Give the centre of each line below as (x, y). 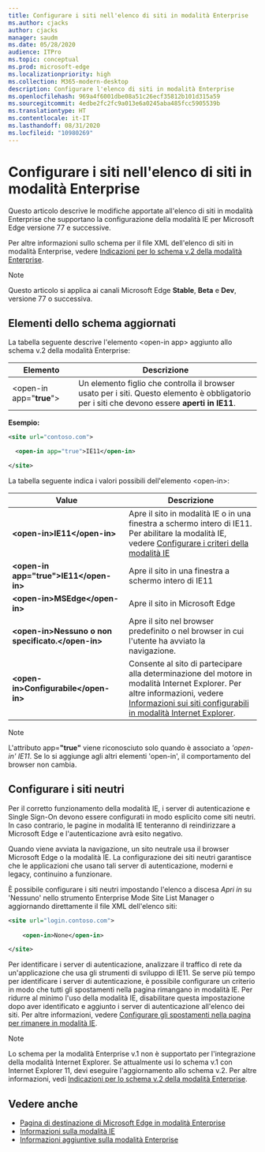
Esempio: (24, 422)
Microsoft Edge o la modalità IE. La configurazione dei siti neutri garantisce (130, 857)
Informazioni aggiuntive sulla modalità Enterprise (99, 1140)
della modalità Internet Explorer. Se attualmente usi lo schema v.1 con (120, 1062)
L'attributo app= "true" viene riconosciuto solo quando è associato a (119, 748)
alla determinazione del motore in (190, 674)
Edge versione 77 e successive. (60, 227)
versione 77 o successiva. (50, 298)
